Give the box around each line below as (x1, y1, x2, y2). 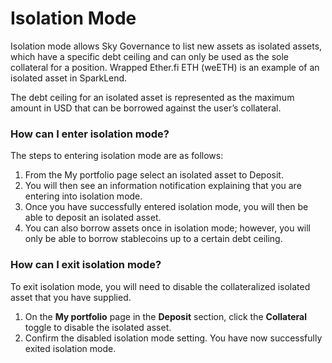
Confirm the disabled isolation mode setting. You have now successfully (24, 332, 323, 344)
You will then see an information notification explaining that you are (24, 180, 302, 192)
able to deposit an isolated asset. (24, 212, 162, 224)
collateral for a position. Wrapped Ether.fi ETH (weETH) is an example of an (10, 61, 320, 73)
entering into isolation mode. (24, 190, 143, 202)
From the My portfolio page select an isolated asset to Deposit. (24, 169, 284, 181)
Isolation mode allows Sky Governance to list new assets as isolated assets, (10, 40, 323, 52)
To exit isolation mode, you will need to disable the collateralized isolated (10, 280, 311, 292)
